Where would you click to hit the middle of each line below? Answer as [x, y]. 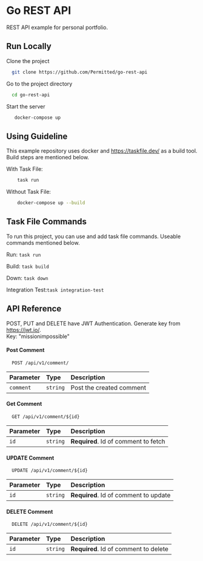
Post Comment [25, 350]
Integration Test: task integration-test [55, 290]
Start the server [26, 106]
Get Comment [24, 404]
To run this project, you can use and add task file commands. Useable [94, 236]
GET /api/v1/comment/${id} [46, 417]
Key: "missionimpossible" [38, 336]
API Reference [34, 309]
